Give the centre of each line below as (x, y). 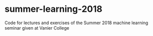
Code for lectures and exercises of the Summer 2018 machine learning (76, 23)
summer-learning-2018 (54, 9)
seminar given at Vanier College (37, 28)
